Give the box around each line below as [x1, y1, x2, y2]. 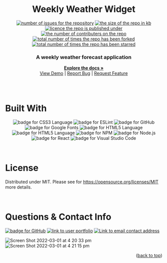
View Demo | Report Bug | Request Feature [39, 70, 128, 76]
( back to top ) [136, 253, 163, 259]
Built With [5, 103, 47, 114]
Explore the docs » [64, 65, 104, 71]
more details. [5, 184, 32, 190]
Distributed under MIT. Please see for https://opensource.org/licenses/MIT [5, 179, 159, 185]
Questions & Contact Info [5, 211, 112, 223]
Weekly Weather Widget [32, 3, 136, 15]
